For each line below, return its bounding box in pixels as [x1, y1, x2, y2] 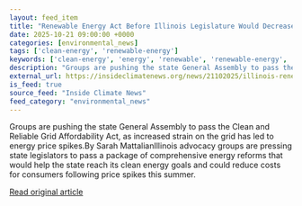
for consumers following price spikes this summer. [9, 169, 196, 180]
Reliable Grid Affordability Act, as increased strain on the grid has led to [9, 131, 274, 142]
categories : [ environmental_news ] [9, 38, 139, 48]
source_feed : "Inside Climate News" [9, 88, 147, 97]
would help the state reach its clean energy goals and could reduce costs [9, 159, 281, 171]
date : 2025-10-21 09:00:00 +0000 [9, 30, 135, 39]
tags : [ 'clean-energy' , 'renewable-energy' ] [9, 47, 179, 56]
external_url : [9, 72, 63, 81]
